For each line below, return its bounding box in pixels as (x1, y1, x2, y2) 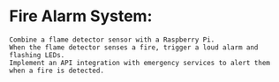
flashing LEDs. (9, 50, 65, 59)
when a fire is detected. (9, 66, 104, 75)
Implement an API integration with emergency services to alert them (9, 58, 271, 67)
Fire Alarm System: (9, 6, 153, 26)
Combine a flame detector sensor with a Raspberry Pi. (9, 35, 215, 44)
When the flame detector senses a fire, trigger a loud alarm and (9, 42, 259, 52)
